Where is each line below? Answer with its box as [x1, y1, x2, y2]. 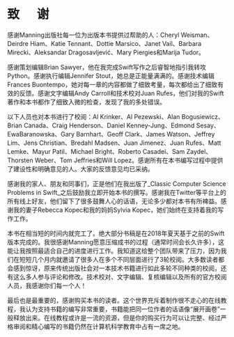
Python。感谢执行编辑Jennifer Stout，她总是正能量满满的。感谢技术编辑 [7, 71, 214, 80]
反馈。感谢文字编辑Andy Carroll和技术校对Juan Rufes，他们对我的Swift [19, 88, 224, 97]
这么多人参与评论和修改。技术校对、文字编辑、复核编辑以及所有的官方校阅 [13, 272, 227, 281]
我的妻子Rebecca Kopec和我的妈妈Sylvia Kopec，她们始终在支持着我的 [13, 205, 218, 214]
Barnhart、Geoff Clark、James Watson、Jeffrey [76, 130, 215, 138]
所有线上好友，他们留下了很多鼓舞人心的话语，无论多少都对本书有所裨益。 [7, 196, 221, 205]
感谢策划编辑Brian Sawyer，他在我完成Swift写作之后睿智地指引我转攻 [7, 63, 207, 71]
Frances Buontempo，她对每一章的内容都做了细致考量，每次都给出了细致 [7, 80, 218, 88]
